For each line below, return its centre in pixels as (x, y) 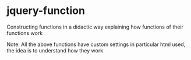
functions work (25, 33)
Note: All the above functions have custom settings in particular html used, (96, 44)
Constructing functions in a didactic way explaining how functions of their (95, 27)
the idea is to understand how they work (55, 50)
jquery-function (46, 11)
